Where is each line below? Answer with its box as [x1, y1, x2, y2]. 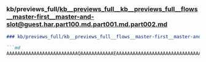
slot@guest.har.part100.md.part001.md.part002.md [6, 20, 167, 29]
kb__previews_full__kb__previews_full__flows [59, 5, 198, 13]
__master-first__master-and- [6, 12, 94, 21]
